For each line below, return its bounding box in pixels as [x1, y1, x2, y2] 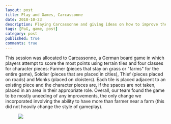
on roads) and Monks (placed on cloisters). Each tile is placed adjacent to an [5, 76, 166, 82]
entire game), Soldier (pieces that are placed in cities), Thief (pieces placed [5, 71, 163, 77]
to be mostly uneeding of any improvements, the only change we [5, 92, 141, 98]
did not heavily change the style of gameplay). [5, 103, 103, 110]
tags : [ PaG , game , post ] [5, 27, 58, 32]
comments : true [5, 41, 38, 46]
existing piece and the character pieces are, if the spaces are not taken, [5, 82, 156, 88]
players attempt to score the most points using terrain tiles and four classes [5, 60, 164, 66]
